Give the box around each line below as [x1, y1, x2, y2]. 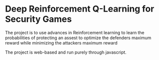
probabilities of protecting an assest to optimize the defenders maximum [5, 35, 152, 41]
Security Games [5, 14, 72, 25]
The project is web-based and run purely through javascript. [5, 49, 127, 55]
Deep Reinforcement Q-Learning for [5, 3, 155, 15]
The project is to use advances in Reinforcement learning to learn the [5, 30, 145, 35]
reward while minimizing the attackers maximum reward [5, 40, 118, 45]
